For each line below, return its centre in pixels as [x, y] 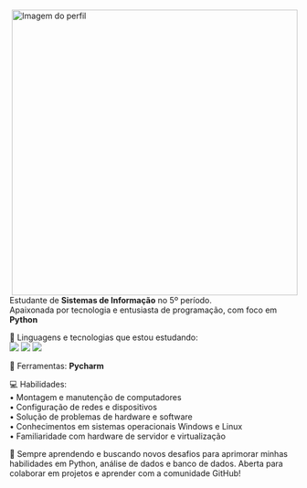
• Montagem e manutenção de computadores [95, 397]
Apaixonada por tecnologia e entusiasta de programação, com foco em [143, 310]
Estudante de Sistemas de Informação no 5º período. [111, 300]
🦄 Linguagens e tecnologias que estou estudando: [104, 337]
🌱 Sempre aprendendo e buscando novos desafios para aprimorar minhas [148, 454]
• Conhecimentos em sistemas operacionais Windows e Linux [126, 426]
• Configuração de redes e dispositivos [84, 407]
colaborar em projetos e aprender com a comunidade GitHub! [125, 473]
